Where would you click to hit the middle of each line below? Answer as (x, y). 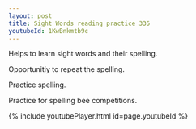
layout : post (30, 16)
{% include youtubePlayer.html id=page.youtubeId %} (98, 116)
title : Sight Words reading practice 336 (79, 23)
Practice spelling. (37, 85)
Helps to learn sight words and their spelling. (83, 54)
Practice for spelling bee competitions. (73, 101)
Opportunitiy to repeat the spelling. (67, 69)
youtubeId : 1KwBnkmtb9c (49, 31)
